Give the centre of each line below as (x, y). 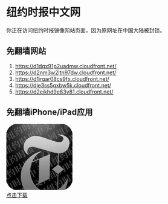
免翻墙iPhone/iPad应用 (50, 112)
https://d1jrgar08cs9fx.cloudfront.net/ (62, 78)
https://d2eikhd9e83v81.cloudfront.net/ (64, 92)
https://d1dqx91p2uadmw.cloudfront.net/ (66, 66)
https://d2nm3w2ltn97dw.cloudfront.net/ (66, 72)
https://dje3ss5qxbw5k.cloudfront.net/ (63, 85)
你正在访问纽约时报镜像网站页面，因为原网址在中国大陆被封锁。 (86, 30)
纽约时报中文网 (44, 12)
